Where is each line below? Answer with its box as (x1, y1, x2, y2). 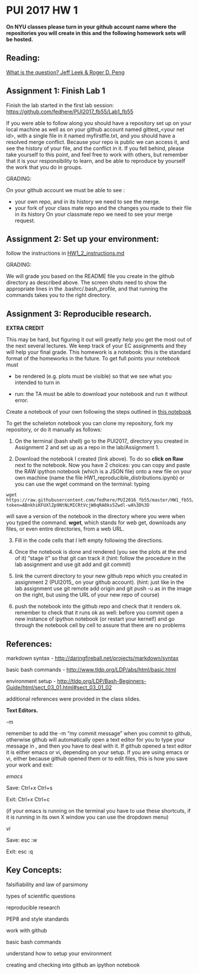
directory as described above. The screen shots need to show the (6, 279, 167, 286)
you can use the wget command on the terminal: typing (14, 481, 150, 488)
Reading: (6, 53, 40, 63)
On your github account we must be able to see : (6, 186, 126, 193)
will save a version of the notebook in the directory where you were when (6, 513, 185, 520)
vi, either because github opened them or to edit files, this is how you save (6, 755, 188, 762)
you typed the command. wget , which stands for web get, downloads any (6, 519, 187, 526)
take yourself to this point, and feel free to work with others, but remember (6, 151, 188, 158)
